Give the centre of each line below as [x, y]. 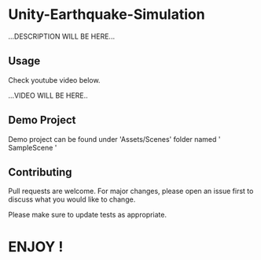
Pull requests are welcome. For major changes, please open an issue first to [131, 191]
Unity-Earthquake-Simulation [107, 15]
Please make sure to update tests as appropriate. [88, 215]
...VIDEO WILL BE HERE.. [48, 95]
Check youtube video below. [54, 80]
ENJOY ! [36, 247]
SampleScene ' [33, 147]
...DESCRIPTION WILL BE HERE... [62, 36]
